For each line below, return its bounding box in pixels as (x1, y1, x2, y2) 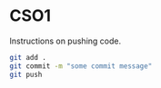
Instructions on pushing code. (9, 35, 121, 46)
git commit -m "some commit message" (9, 61, 153, 71)
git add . (9, 53, 47, 62)
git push (9, 70, 43, 79)
